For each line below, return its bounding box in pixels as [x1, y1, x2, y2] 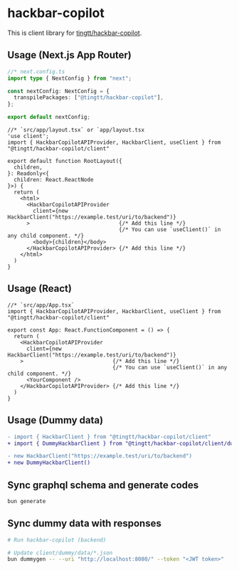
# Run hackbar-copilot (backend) [7, 536, 107, 544]
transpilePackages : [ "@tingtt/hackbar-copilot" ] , [14, 94, 164, 101]
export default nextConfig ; [7, 114, 91, 121]
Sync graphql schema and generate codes [7, 479, 199, 491]
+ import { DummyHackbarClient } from [7, 440, 122, 447]
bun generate [7, 497, 46, 505]
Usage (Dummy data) [7, 414, 104, 426]
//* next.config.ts [7, 68, 65, 75]
